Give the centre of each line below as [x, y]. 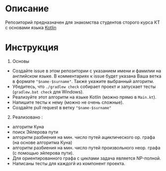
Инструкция [32, 48]
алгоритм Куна [28, 127]
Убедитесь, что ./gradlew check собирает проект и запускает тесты [84, 86]
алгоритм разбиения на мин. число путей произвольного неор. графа [86, 148]
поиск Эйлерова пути [35, 132]
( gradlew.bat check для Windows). [48, 91]
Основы [21, 61]
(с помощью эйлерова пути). [43, 153]
